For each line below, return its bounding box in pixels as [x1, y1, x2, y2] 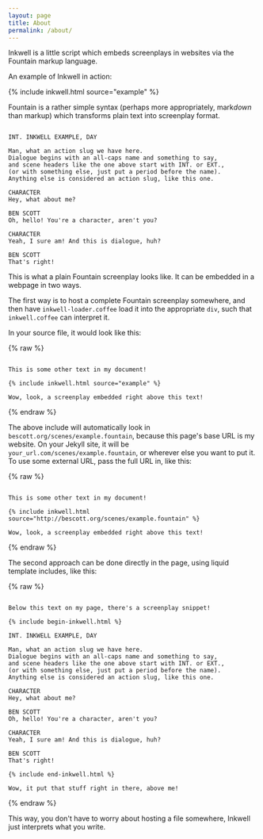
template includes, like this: [8, 566, 97, 576]
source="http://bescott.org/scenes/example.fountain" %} [8, 515, 200, 523]
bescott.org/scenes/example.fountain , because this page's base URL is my [8, 431, 255, 441]
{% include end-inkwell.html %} [8, 771, 115, 779]
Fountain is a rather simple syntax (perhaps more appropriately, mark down [8, 102, 252, 112]
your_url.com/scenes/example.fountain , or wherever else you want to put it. [8, 448, 256, 458]
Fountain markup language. [8, 56, 97, 66]
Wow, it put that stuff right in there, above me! [8, 784, 179, 793]
